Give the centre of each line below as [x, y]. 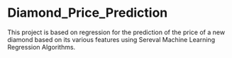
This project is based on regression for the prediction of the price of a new [116, 32]
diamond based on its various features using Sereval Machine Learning [111, 39]
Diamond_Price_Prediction [88, 13]
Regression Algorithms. [42, 47]
